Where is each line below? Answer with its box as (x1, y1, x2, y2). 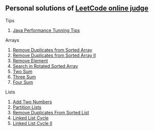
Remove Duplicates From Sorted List (12, 109, 89, 115)
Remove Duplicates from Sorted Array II (12, 52, 96, 58)
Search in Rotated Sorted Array (12, 63, 78, 69)
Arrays (5, 37, 19, 43)
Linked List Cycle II (12, 120, 52, 126)
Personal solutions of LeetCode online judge (5, 4, 149, 13)
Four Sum (12, 79, 33, 85)
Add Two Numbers (12, 99, 52, 105)
